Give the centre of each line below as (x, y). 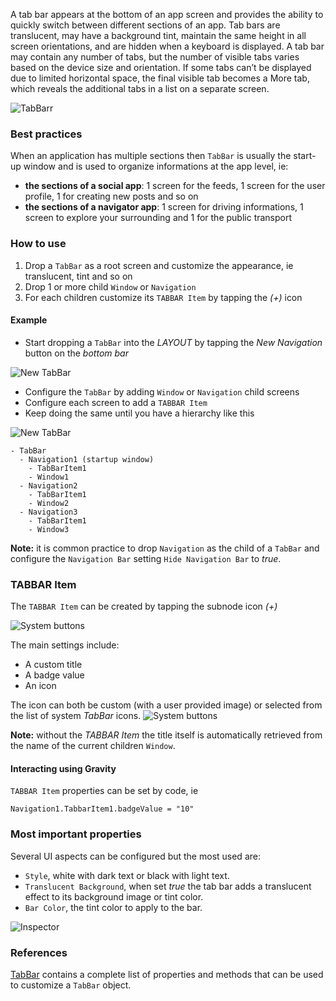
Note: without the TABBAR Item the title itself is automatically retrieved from (166, 735)
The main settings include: (65, 645)
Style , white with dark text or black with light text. (127, 875)
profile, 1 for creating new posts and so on (111, 196)
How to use (38, 244)
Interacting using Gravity (63, 768)
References (39, 952)
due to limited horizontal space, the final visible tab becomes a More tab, (160, 78)
